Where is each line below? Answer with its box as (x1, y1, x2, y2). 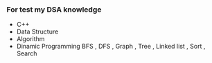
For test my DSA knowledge (6, 5, 102, 14)
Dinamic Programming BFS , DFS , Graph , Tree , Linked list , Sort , (16, 42, 206, 51)
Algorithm (16, 35, 45, 43)
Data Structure (16, 27, 59, 36)
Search (16, 49, 37, 58)
